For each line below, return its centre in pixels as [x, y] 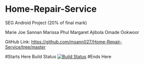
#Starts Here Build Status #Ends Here [58, 56]
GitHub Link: [18, 42]
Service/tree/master [25, 47]
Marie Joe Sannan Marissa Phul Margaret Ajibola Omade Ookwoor [72, 32]
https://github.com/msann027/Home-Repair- [76, 42]
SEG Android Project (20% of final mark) [46, 23]
